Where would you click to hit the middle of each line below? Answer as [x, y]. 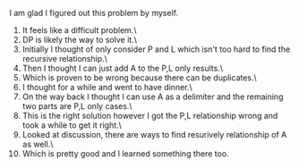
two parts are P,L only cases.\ [77, 106]
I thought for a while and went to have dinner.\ [107, 87]
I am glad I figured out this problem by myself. [94, 13]
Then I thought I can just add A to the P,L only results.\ [123, 68]
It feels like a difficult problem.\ [79, 30]
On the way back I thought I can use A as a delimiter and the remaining [153, 97]
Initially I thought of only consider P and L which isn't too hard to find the [156, 49]
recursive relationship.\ [64, 59]
